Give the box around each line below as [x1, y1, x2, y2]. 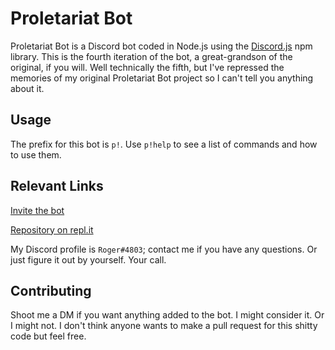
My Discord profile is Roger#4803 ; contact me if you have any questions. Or [10, 243, 318, 255]
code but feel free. [10, 330, 87, 342]
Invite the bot [10, 204, 65, 216]
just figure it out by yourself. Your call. [10, 253, 167, 266]
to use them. [10, 148, 62, 161]
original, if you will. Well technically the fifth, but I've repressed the [10, 61, 285, 73]
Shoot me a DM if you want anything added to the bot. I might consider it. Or [10, 309, 325, 321]
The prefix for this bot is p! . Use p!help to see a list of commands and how [10, 138, 318, 150]
